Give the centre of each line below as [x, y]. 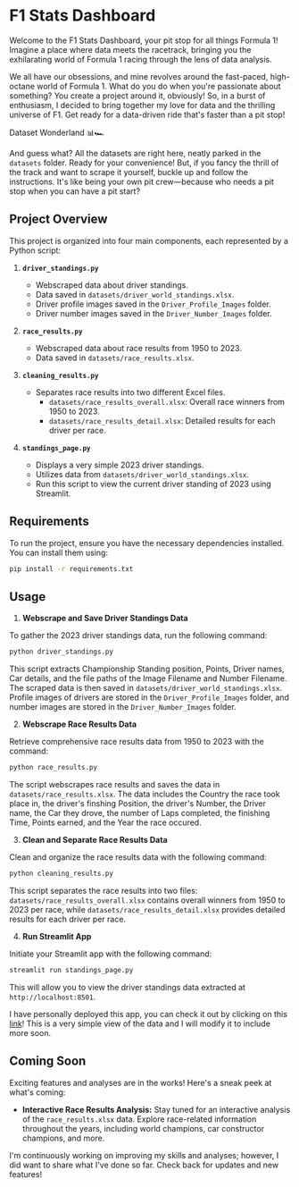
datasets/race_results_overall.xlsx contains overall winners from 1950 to [147, 900]
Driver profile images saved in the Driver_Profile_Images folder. [154, 304]
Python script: [35, 250]
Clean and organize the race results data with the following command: [138, 857]
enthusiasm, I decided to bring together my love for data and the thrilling [142, 105]
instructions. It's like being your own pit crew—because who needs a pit [141, 181]
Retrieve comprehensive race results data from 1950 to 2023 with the [137, 742]
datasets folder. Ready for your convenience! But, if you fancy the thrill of [144, 163]
